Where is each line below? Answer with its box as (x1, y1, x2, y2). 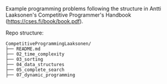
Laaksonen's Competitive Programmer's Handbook (5, 11, 132, 18)
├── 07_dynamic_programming (5, 72, 76, 78)
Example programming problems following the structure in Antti (5, 5, 162, 12)
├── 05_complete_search (5, 67, 65, 73)
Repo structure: (5, 29, 44, 36)
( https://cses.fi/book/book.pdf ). (5, 18, 83, 24)
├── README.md (5, 46, 41, 52)
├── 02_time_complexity (5, 51, 65, 57)
